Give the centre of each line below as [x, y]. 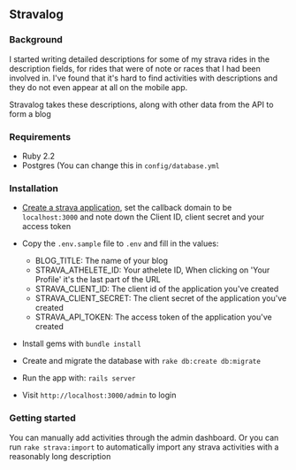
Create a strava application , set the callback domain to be [127, 208]
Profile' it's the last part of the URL [98, 280]
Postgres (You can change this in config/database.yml [121, 165]
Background [36, 40]
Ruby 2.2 [38, 156]
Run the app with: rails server [79, 378]
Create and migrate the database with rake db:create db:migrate [141, 361]
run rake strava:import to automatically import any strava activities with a [144, 447]
